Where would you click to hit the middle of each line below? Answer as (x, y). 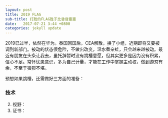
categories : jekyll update (33, 28)
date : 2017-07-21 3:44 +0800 (38, 24)
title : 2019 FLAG (23, 14)
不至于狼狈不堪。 (31, 68)
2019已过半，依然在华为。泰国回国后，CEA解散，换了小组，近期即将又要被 (82, 43)
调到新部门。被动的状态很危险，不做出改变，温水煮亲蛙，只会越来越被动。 (82, 49)
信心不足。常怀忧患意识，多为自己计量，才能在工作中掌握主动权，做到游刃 (82, 62)
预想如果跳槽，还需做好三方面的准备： (44, 79)
